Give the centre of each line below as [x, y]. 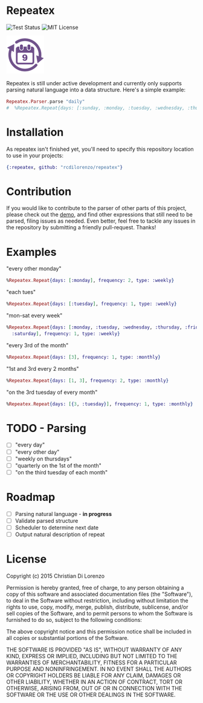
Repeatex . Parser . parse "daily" [46, 101]
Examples [31, 252]
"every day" [30, 445]
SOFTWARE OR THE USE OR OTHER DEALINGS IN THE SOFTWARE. [91, 695]
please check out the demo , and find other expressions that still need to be [100, 215]
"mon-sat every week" [34, 316]
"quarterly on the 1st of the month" [58, 465]
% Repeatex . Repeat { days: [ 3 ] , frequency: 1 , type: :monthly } [84, 357]
